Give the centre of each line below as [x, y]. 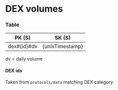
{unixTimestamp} [63, 46]
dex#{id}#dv [23, 46]
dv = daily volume [24, 59]
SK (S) [63, 38]
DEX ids [14, 71]
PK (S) [22, 38]
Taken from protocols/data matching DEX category [59, 82]
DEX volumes [34, 9]
